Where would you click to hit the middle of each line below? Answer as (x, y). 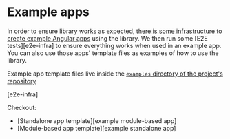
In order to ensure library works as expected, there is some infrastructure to (115, 31)
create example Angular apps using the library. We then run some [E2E (107, 38)
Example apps (48, 12)
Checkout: (22, 107)
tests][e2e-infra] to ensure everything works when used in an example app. (114, 45)
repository (22, 81)
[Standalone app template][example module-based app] (97, 120)
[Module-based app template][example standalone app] (96, 128)
